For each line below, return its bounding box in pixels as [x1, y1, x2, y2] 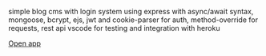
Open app [8, 39, 42, 48]
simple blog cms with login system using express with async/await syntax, [8, 7, 254, 16]
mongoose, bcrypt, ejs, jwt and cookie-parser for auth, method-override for [8, 15, 259, 24]
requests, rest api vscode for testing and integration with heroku [8, 24, 220, 32]
